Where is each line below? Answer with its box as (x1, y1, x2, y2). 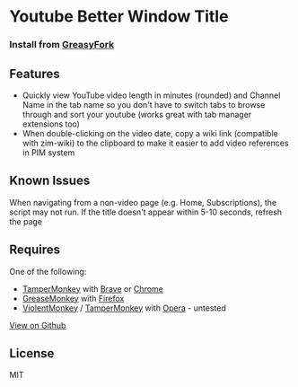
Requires (9, 242, 61, 258)
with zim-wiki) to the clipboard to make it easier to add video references (22, 137, 289, 148)
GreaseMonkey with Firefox (22, 293, 125, 303)
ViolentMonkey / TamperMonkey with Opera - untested (22, 303, 227, 313)
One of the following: (9, 266, 87, 277)
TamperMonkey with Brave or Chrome (22, 283, 163, 294)
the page (9, 215, 43, 226)
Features (9, 66, 60, 82)
